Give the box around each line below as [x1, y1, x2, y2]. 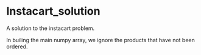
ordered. [6, 43, 28, 50]
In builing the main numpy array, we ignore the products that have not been [6, 36, 195, 43]
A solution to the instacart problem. [6, 24, 95, 32]
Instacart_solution [6, 4, 100, 18]
